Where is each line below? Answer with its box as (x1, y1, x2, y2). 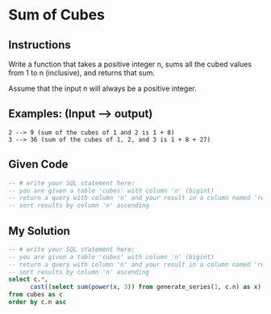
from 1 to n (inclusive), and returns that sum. (8, 68, 156, 78)
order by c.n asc (8, 298, 67, 307)
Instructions (8, 38, 71, 52)
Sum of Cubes (8, 6, 106, 24)
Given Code (8, 158, 69, 172)
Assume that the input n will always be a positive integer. (8, 83, 197, 93)
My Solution (8, 224, 71, 238)
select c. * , (8, 275, 48, 284)
